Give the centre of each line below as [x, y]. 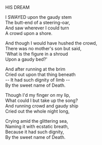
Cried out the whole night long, [37, 111]
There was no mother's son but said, [43, 48]
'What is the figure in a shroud [37, 54]
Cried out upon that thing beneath [40, 75]
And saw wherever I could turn [37, 28]
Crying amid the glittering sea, [37, 121]
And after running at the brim [35, 69]
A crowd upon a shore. [29, 33]
